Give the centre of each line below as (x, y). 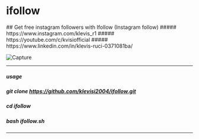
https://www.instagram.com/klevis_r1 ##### (60, 33)
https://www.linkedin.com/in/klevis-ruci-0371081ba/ (70, 46)
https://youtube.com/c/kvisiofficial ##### (57, 39)
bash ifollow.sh (25, 121)
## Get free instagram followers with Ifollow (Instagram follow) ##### (91, 27)
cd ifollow (19, 106)
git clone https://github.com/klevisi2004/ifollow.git (71, 91)
